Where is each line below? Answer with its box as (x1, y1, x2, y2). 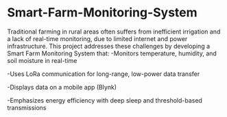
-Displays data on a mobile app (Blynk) (7, 83, 117, 91)
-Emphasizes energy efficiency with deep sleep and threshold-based (7, 96, 202, 104)
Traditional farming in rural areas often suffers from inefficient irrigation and (7, 27, 221, 36)
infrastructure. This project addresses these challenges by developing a (7, 42, 211, 50)
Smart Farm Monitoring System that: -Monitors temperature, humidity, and (7, 49, 217, 57)
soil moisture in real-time (7, 56, 77, 64)
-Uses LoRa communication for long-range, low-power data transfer (7, 70, 200, 78)
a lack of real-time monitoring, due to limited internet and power (7, 34, 188, 42)
